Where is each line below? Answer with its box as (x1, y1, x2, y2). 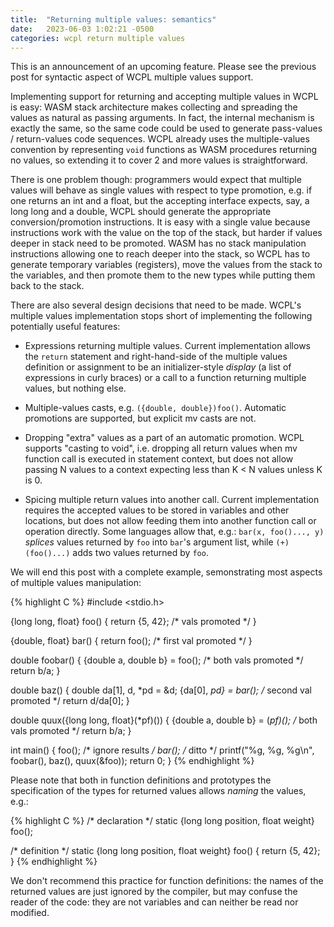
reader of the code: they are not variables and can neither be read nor (10, 896, 299, 908)
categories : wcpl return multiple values (10, 33, 186, 43)
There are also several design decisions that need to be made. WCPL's (10, 299, 302, 311)
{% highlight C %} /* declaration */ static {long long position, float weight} (10, 815, 315, 827)
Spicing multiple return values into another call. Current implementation (24, 494, 320, 506)
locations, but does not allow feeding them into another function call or (24, 515, 317, 527)
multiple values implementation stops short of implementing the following (10, 310, 313, 322)
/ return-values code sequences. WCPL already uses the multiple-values (10, 133, 310, 145)
